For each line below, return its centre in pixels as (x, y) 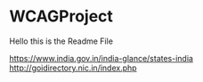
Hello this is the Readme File (61, 41)
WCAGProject (61, 16)
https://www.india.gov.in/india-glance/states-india (101, 58)
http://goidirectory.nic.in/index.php (73, 68)
